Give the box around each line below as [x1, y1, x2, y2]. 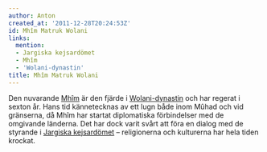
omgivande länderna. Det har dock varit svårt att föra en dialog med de [8, 118, 244, 128]
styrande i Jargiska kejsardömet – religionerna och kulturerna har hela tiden [8, 127, 259, 137]
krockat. [8, 135, 36, 145]
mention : [15, 42, 45, 50]
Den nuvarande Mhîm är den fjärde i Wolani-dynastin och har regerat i [8, 93, 240, 102]
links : [8, 34, 31, 42]
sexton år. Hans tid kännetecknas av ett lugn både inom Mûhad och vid [8, 102, 244, 111]
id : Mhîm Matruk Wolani [8, 26, 88, 34]
